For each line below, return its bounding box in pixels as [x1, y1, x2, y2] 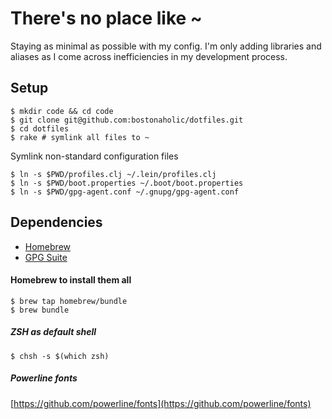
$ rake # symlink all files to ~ [10, 132, 150, 142]
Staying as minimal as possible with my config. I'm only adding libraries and [10, 40, 322, 52]
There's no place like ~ [10, 7, 203, 30]
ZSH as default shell [10, 326, 97, 338]
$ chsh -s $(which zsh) [10, 351, 110, 361]
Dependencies [10, 214, 103, 231]
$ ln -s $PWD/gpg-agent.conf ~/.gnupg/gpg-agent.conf [10, 187, 240, 197]
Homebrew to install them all [10, 274, 132, 286]
